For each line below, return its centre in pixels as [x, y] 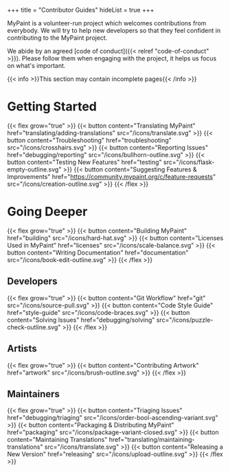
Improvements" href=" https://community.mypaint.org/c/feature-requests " [112, 176]
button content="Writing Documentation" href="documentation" [98, 252]
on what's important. [36, 66]
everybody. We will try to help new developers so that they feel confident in [114, 31]
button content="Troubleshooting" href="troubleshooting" [89, 140]
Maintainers [34, 394]
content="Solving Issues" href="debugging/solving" [81, 320]
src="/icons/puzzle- [185, 320]
